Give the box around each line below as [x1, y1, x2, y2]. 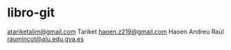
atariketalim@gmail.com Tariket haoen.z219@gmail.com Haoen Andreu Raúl [7, 27, 224, 36]
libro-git [7, 5, 55, 21]
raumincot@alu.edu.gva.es [7, 34, 85, 42]
